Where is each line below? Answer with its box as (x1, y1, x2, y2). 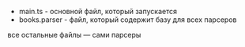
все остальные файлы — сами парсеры (7, 31, 141, 39)
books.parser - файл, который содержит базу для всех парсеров (18, 15, 237, 24)
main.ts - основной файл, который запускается (18, 7, 177, 16)
